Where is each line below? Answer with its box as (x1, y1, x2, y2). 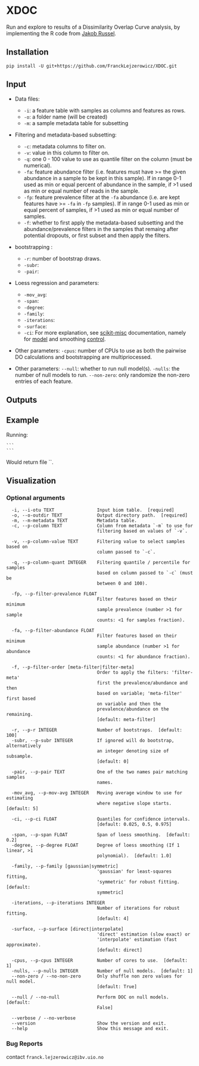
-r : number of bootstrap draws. (23, 255, 101, 262)
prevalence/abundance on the (97, 706, 169, 712)
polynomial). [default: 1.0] (97, 853, 172, 859)
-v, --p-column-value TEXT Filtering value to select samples (11, 539, 185, 545)
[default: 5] (6, 806, 39, 812)
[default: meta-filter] (97, 716, 156, 723)
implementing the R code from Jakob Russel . (6, 29, 116, 37)
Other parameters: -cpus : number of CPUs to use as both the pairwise (14, 347, 186, 354)
